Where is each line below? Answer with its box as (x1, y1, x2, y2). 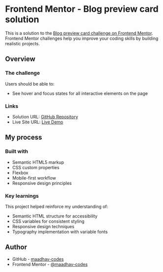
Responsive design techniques (12, 223, 75, 229)
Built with (5, 148, 28, 155)
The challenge (5, 70, 40, 77)
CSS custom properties (12, 164, 60, 170)
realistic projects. (5, 40, 40, 46)
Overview (5, 55, 36, 63)
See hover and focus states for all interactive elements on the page (12, 90, 148, 96)
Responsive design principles (12, 180, 72, 186)
